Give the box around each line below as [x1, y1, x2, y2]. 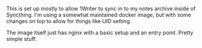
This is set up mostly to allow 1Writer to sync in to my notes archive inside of [6, 5, 196, 12]
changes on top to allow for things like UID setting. [6, 18, 131, 24]
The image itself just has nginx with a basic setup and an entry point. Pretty [6, 29, 194, 36]
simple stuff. [6, 36, 37, 42]
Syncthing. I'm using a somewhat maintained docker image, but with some [6, 11, 191, 18]
